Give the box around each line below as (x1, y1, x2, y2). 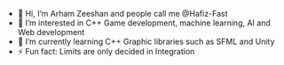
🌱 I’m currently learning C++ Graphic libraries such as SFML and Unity (17, 36, 275, 47)
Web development (17, 27, 85, 37)
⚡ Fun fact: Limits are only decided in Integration (17, 47, 195, 56)
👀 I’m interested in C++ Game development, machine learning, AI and (17, 18, 271, 28)
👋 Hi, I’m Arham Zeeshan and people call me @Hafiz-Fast (17, 9, 228, 18)
